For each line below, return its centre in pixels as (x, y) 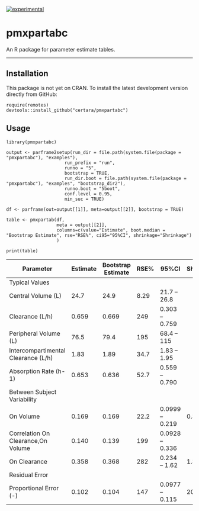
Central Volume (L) (36, 295)
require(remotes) (28, 105)
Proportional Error (34, 488)
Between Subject (33, 392)
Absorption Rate (32, 371)
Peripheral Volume (35, 333)
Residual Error (29, 475)
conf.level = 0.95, (88, 194)
